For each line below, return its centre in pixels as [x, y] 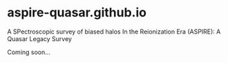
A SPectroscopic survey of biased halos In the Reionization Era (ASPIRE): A [114, 32]
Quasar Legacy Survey [40, 38]
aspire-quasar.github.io [77, 13]
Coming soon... [29, 52]
